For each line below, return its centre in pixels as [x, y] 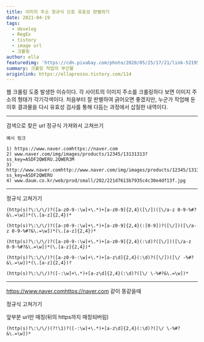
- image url [27, 46]
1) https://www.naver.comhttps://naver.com [62, 149]
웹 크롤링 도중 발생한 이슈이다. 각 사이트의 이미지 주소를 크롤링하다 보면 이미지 [99, 92]
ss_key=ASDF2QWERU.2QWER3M [40, 159]
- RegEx [22, 35]
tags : [13, 23]
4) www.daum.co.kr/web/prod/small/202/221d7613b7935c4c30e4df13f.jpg [96, 181]
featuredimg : [23, 62]
